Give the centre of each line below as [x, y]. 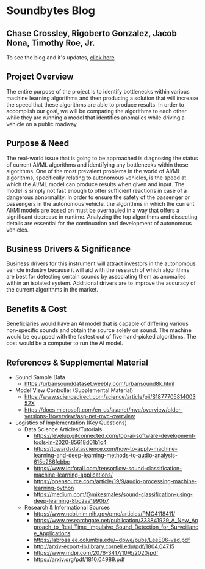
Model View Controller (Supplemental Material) [74, 390]
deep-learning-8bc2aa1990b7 [71, 501]
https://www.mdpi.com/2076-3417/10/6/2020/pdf [96, 553]
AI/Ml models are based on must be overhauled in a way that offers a [93, 210]
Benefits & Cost [37, 309]
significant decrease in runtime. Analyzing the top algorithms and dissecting [102, 217]
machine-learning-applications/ [73, 475]
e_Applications [52, 533]
